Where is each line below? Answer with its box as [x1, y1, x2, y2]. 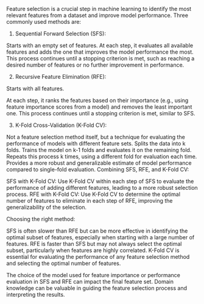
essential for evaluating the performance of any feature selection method [6, 253, 190, 260]
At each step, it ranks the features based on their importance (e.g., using [6, 97, 189, 104]
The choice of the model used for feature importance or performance [6, 272, 181, 278]
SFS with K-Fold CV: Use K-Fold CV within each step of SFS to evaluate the [6, 178, 194, 185]
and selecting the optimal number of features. [6, 259, 121, 267]
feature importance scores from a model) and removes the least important [6, 103, 192, 110]
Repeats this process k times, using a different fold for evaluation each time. [6, 153, 197, 160]
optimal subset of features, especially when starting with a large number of [6, 234, 195, 241]
